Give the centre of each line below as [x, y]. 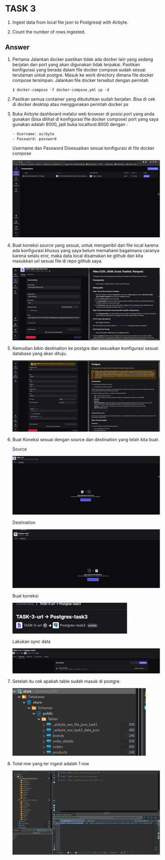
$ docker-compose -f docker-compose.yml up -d [61, 90]
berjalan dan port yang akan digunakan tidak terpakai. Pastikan [76, 64]
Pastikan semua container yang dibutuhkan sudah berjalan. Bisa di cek [84, 99]
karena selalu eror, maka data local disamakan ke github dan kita [78, 256]
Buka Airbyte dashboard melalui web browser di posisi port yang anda [83, 113]
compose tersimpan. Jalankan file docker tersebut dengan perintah [80, 80]
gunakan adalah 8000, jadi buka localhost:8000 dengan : [70, 124]
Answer [17, 47]
